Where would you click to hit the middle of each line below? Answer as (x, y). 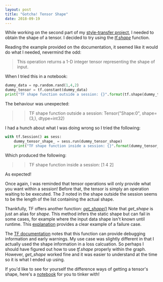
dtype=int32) (52, 118)
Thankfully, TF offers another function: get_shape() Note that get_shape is (79, 208)
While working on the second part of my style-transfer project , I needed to (80, 33)
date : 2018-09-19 (23, 19)
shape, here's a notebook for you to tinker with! (52, 274)
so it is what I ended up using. (35, 260)
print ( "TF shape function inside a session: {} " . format (72, 146)
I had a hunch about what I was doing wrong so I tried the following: (73, 128)
